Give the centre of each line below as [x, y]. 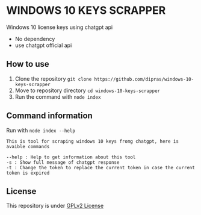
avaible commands [28, 146]
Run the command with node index [58, 96]
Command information [50, 116]
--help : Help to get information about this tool [71, 157]
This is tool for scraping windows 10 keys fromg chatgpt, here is [93, 141]
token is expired [28, 173]
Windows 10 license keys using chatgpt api [60, 27]
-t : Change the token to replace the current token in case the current [101, 167]
